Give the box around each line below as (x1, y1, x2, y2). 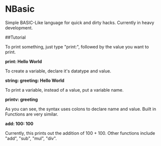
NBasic (5, 3, 35, 15)
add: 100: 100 (5, 121, 33, 126)
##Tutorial (5, 34, 26, 40)
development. (5, 24, 33, 30)
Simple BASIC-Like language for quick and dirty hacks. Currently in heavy (5, 20, 155, 25)
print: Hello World (5, 58, 42, 64)
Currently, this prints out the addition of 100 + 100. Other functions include (5, 130, 156, 136)
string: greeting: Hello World (5, 77, 65, 83)
